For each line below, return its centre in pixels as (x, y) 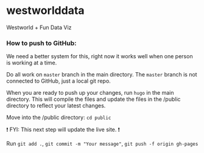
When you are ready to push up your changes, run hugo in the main (90, 93)
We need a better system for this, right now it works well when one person (100, 56)
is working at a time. (32, 63)
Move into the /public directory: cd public (59, 117)
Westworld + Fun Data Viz (39, 27)
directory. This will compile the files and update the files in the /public (93, 99)
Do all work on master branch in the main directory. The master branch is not (102, 75)
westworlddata (45, 11)
